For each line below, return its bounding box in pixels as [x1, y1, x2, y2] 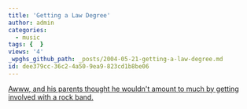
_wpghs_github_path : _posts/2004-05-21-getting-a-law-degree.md [8, 56, 223, 64]
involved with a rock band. [8, 92, 94, 102]
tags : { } [8, 41, 44, 49]
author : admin [8, 19, 55, 27]
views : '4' [8, 48, 44, 56]
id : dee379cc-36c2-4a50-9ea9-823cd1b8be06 [8, 63, 149, 71]
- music [15, 33, 41, 42]
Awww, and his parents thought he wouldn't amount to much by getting [8, 84, 239, 93]
